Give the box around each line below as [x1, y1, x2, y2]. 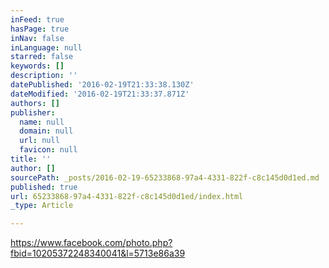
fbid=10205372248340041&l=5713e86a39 [10, 247, 186, 260]
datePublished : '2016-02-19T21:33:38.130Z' [10, 80, 195, 90]
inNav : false [10, 33, 65, 43]
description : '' [10, 71, 78, 81]
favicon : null [19, 145, 78, 155]
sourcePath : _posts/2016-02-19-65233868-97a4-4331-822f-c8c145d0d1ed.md [10, 172, 320, 183]
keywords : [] [10, 61, 65, 71]
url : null [19, 136, 60, 146]
